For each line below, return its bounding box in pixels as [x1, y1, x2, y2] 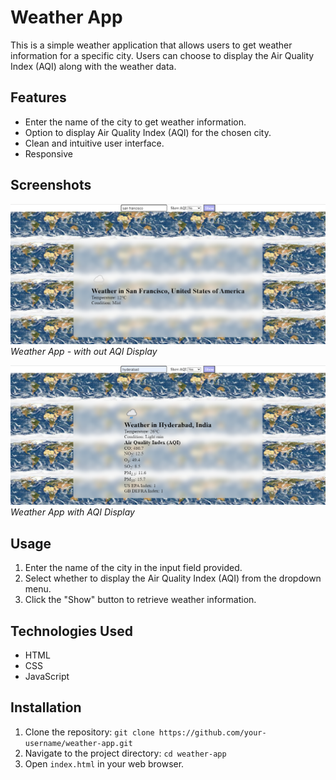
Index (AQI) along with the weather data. [10, 60, 177, 72]
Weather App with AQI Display [10, 506, 135, 518]
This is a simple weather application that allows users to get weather [10, 39, 293, 51]
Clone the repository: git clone [24, 726, 155, 738]
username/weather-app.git [24, 738, 133, 748]
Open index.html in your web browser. [24, 757, 185, 770]
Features [10, 89, 67, 106]
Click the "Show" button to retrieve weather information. [24, 594, 257, 606]
